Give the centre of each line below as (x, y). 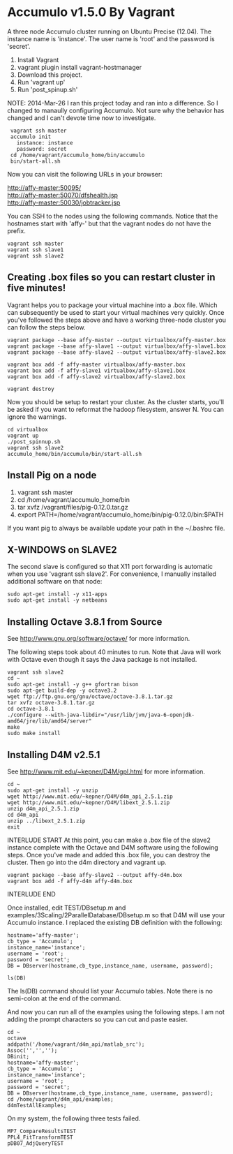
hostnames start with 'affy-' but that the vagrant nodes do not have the (109, 223)
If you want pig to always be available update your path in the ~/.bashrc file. (116, 528)
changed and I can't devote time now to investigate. (82, 118)
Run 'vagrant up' (41, 82)
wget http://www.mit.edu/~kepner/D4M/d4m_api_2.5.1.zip (90, 797)
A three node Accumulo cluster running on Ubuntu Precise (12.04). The (109, 31)
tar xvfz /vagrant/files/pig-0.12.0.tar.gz (73, 507)
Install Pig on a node (52, 475)
